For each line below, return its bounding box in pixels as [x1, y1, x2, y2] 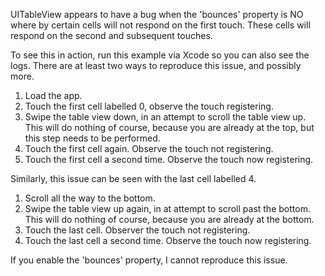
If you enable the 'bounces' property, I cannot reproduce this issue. [10, 254, 288, 266]
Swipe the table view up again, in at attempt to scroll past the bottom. [24, 203, 311, 214]
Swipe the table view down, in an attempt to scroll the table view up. [24, 111, 307, 123]
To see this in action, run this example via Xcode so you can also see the [10, 49, 310, 61]
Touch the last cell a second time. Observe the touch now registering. [24, 235, 312, 246]
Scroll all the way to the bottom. [24, 192, 156, 204]
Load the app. [24, 90, 83, 101]
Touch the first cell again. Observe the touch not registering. [24, 143, 274, 154]
